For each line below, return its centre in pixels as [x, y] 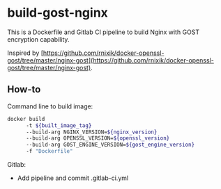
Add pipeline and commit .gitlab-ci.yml [73, 178]
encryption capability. [38, 39]
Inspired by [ [25, 53]
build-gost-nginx [58, 13]
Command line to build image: [50, 106]
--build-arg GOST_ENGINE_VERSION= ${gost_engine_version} [110, 145]
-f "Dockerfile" [49, 151]
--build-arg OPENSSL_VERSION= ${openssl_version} [98, 138]
